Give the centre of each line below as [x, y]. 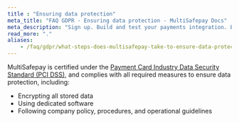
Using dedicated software [55, 103]
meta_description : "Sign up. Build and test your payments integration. [117, 27]
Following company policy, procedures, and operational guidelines [115, 111]
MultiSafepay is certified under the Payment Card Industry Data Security [113, 67]
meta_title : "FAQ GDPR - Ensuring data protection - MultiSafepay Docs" [117, 21]
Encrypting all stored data [55, 96]
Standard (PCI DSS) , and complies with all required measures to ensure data [119, 74]
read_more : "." [30, 34]
